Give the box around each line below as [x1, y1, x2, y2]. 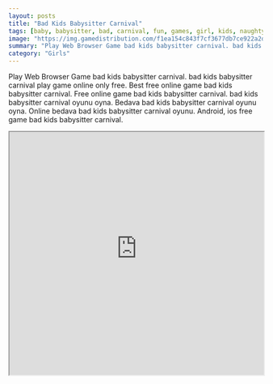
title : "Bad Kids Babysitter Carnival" [8, 19, 143, 28]
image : [8, 34, 31, 43]
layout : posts [8, 11, 57, 20]
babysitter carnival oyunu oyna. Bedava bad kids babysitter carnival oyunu [8, 98, 257, 107]
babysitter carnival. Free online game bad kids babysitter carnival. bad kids [8, 89, 258, 98]
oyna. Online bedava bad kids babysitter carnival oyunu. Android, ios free [8, 106, 253, 116]
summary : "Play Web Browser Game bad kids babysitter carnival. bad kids [8, 42, 262, 50]
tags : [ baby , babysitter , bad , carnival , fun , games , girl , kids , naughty [8, 27, 266, 35]
